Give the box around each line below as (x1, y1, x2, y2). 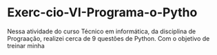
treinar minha (7, 41, 45, 50)
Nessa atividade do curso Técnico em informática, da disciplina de (7, 27, 196, 35)
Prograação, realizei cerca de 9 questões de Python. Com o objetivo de (7, 34, 210, 42)
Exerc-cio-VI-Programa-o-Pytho (7, 5, 198, 20)
